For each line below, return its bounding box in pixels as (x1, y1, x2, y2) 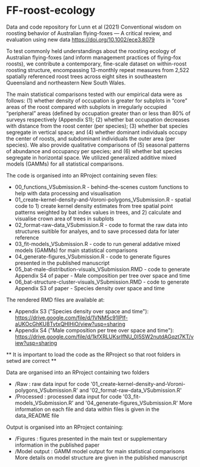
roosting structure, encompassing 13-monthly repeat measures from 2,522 (6, 66, 189, 73)
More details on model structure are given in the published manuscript (14, 454, 187, 461)
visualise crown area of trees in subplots (14, 215, 114, 222)
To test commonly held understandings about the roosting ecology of (6, 47, 176, 54)
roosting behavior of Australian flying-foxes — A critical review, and (6, 29, 172, 36)
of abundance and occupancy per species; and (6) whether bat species (6, 147, 182, 155)
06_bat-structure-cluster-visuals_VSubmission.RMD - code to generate (14, 278, 189, 285)
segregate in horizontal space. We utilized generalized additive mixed (6, 154, 177, 161)
